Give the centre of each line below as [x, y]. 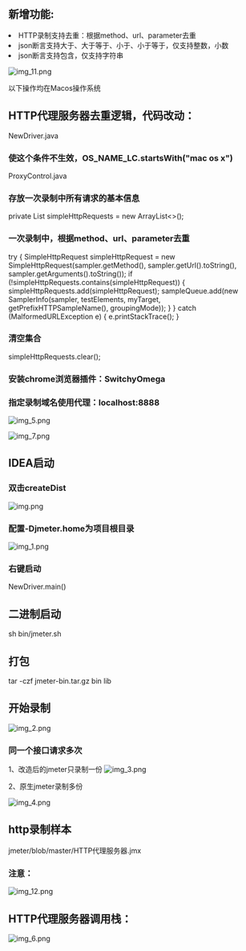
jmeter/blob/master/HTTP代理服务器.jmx [75, 851]
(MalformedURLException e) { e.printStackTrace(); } [94, 316]
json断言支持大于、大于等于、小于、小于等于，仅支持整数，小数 [124, 45]
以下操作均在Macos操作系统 [55, 88]
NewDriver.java [33, 136]
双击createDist [37, 488]
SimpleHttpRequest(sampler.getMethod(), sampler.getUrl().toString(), [123, 265]
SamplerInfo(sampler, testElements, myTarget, [85, 299]
